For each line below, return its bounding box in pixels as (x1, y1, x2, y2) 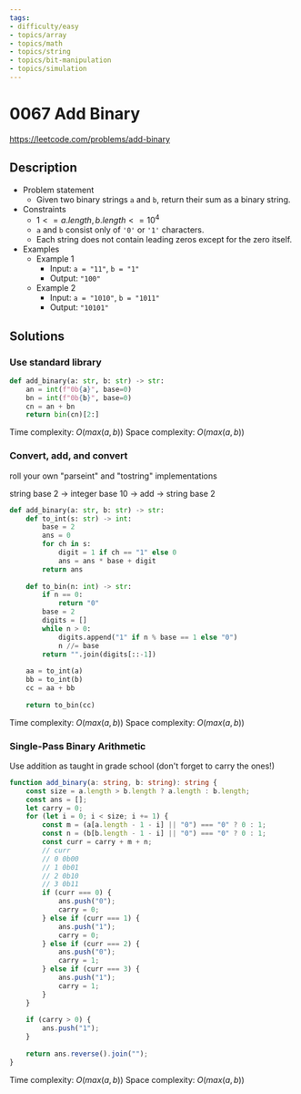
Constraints (22, 203, 66, 214)
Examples (22, 243, 60, 255)
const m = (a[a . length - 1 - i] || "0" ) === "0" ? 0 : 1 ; (42, 820, 266, 830)
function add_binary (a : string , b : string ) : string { (9, 778, 218, 787)
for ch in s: (42, 540, 92, 549)
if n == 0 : (42, 590, 84, 600)
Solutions (9, 328, 65, 344)
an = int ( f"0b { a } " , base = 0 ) (25, 385, 132, 394)
